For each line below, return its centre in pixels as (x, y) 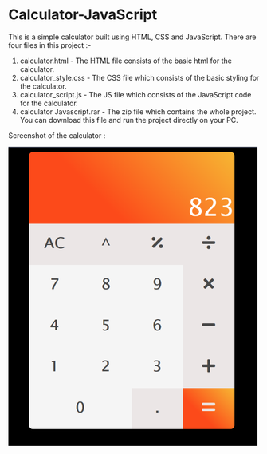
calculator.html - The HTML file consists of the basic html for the (126, 61)
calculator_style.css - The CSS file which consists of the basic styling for (139, 77)
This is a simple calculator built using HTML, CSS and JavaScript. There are (132, 37)
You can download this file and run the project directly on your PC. (129, 120)
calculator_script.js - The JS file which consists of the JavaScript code (135, 94)
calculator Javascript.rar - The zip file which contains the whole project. (138, 111)
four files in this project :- (50, 45)
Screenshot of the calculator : (57, 135)
